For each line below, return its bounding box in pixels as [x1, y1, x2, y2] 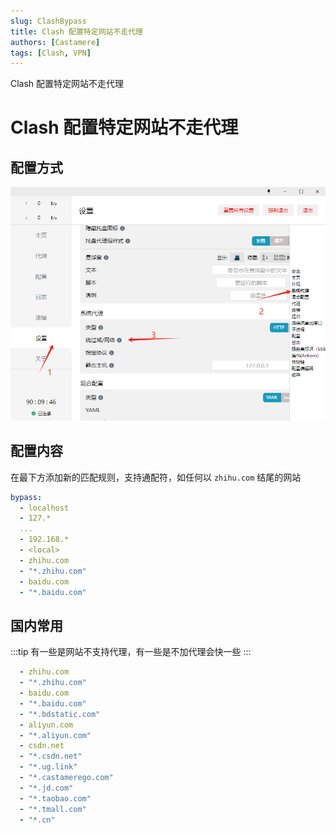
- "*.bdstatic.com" [19, 709, 101, 719]
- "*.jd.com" [19, 783, 74, 793]
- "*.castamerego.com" [19, 773, 114, 783]
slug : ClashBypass [10, 16, 87, 26]
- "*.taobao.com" [19, 793, 92, 804]
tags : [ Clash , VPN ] [10, 48, 92, 58]
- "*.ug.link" [19, 762, 78, 772]
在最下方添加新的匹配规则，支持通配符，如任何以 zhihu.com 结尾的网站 [10, 471, 302, 483]
